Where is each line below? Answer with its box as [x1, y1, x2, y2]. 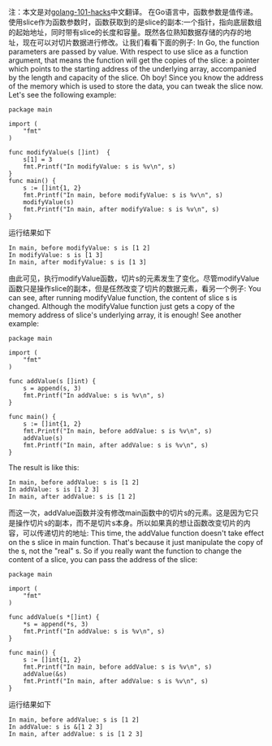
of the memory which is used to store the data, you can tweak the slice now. [8, 81, 264, 91]
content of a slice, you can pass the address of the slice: [8, 555, 198, 564]
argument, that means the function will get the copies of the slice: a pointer [8, 55, 260, 65]
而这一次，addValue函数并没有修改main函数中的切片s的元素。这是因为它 [8, 508, 252, 517]
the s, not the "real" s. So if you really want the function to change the [8, 546, 242, 556]
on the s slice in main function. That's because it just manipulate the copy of [8, 538, 264, 547]
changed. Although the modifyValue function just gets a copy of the [8, 302, 235, 311]
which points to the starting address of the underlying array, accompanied [8, 64, 257, 73]
